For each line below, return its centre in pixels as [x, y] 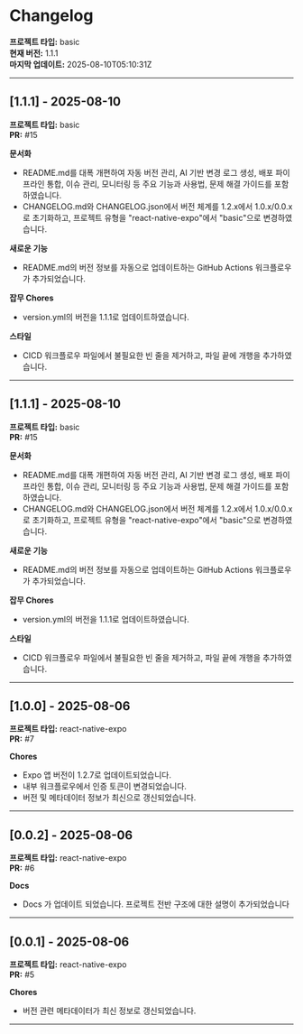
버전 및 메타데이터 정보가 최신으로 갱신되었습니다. [109, 798]
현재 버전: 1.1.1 [34, 53]
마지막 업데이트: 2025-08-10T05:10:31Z [81, 64]
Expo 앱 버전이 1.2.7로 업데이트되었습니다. [96, 775]
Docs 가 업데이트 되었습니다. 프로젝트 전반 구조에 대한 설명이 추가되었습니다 [156, 904]
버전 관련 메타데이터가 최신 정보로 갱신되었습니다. [109, 1011]
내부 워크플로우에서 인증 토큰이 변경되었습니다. [105, 787]
